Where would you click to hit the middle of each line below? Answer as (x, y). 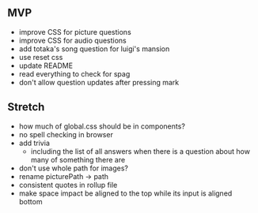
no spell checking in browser (66, 134)
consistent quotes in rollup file (68, 185)
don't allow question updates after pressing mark (99, 82)
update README (46, 65)
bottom (30, 201)
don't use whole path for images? (73, 168)
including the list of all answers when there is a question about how (140, 151)
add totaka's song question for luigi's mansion (94, 49)
